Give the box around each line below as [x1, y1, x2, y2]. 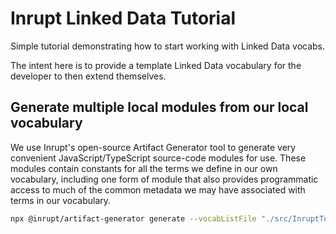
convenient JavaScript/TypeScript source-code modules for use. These [10, 152, 307, 164]
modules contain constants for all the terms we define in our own [10, 162, 278, 174]
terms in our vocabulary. [10, 194, 112, 206]
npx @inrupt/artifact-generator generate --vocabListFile [10, 213, 257, 224]
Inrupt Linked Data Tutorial [10, 7, 237, 30]
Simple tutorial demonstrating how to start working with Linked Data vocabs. [10, 40, 326, 52]
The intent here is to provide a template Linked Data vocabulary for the [10, 59, 302, 71]
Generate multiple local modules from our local [10, 99, 309, 116]
